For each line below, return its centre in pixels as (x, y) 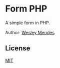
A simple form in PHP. (28, 23)
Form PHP (26, 9)
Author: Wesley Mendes (30, 32)
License (18, 48)
